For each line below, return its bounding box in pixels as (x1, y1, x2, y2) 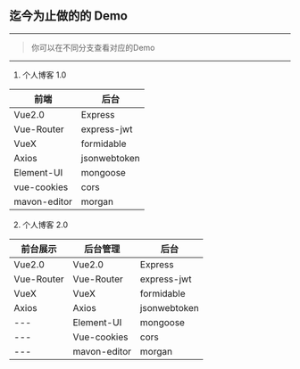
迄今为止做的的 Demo (9, 8, 128, 24)
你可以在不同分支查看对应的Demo (30, 42, 155, 53)
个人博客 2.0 (21, 219, 69, 230)
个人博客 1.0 (21, 70, 67, 80)
